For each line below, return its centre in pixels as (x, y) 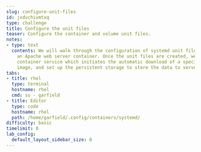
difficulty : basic (29, 123)
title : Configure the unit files (48, 28)
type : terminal (31, 84)
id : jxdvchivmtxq (28, 17)
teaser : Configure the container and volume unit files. (79, 34)
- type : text (22, 45)
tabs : (13, 73)
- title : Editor (26, 101)
